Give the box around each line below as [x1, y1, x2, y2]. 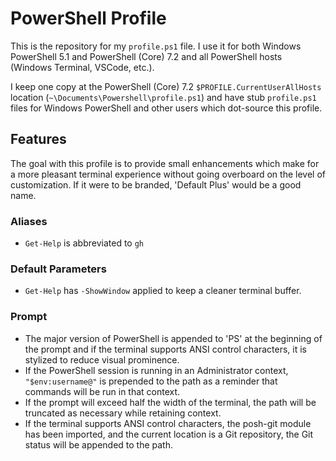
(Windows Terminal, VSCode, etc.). [10, 61, 155, 73]
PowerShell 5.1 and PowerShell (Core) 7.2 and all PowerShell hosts [10, 50, 283, 62]
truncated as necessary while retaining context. [24, 407, 222, 419]
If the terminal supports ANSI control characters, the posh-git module [24, 417, 312, 429]
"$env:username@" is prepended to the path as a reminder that [24, 375, 278, 387]
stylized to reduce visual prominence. [24, 353, 180, 366]
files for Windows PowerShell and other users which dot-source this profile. [10, 102, 323, 114]
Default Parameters [10, 262, 107, 276]
